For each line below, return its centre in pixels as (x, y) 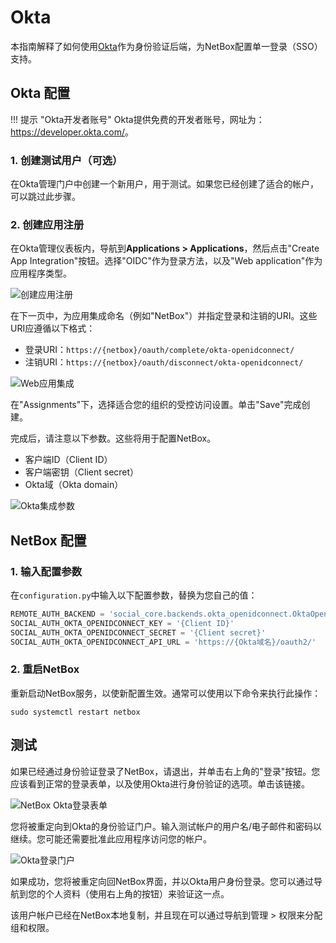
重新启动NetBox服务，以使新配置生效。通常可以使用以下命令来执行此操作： (166, 693)
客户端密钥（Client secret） (82, 472)
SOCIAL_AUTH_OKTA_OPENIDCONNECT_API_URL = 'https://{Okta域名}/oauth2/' (163, 642)
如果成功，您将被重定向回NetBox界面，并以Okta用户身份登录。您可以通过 (162, 881)
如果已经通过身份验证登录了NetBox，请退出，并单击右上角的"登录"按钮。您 (165, 771)
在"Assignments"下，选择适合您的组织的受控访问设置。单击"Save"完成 (156, 405)
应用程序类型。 (41, 273)
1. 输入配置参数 (46, 571)
